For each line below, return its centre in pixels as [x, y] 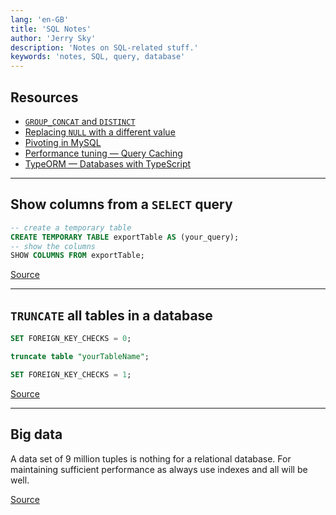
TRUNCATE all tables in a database [111, 315]
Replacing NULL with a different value [100, 132]
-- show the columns [53, 246]
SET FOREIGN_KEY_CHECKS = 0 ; [71, 339]
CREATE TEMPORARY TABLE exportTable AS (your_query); [125, 237]
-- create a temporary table [71, 227]
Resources [44, 97]
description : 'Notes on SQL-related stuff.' [104, 47]
